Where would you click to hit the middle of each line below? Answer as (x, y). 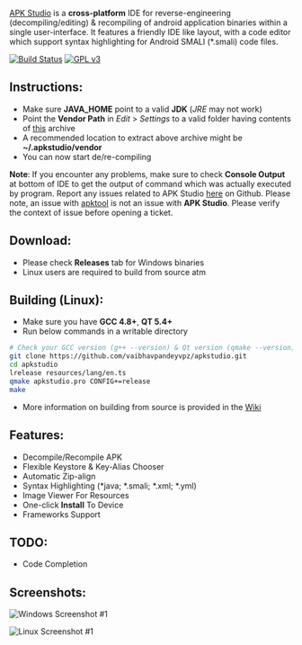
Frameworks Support (61, 514)
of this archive (49, 128)
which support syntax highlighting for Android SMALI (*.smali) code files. (144, 41)
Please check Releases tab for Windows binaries (113, 262)
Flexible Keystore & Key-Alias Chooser (93, 466)
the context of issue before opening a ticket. (91, 212)
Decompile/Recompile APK (72, 457)
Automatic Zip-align (59, 476)
